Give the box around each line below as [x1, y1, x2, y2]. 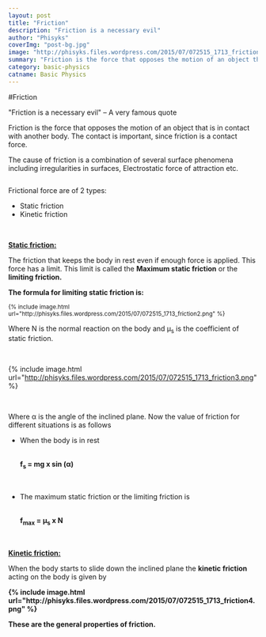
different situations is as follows [8, 420, 112, 430]
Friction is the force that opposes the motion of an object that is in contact [8, 123, 250, 132]
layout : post [8, 11, 51, 20]
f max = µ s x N [19, 516, 63, 527]
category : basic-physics [8, 63, 90, 71]
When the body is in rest [19, 436, 101, 446]
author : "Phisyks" [8, 33, 69, 42]
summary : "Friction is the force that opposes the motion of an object [8, 56, 249, 64]
